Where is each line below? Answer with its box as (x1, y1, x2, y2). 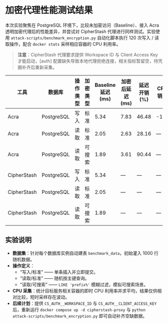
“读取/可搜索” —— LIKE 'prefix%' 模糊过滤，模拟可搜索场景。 (19, 281, 148, 287)
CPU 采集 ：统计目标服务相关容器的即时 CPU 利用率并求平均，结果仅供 (12, 287, 157, 294)
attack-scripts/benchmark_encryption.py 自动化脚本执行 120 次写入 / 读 (10, 35, 159, 41)
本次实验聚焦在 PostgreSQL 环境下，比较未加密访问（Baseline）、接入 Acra (5, 22, 159, 28)
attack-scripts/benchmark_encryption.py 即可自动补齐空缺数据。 (12, 312, 147, 319)
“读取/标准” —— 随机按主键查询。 (19, 275, 89, 281)
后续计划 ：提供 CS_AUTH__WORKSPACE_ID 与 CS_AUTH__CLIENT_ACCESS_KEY (12, 300, 157, 306)
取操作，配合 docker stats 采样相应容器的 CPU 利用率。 (5, 41, 121, 47)
